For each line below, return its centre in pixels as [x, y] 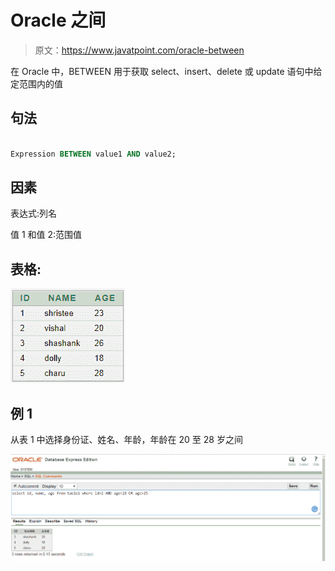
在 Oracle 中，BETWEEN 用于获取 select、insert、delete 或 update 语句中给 [166, 71]
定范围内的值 [36, 83]
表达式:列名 [34, 213]
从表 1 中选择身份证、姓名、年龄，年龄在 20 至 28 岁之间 [126, 439]
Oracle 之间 [58, 20]
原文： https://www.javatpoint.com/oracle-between [139, 50]
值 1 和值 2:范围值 [46, 235]
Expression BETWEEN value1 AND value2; [93, 154]
